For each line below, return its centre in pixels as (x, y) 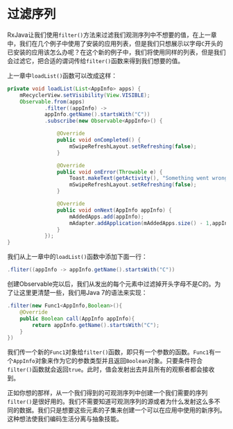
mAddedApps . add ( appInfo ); (106, 217)
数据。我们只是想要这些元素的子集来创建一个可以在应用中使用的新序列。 (122, 410)
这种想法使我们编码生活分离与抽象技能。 (65, 419)
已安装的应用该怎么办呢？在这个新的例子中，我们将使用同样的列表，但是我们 (116, 52)
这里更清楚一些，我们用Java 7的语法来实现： (83, 293)
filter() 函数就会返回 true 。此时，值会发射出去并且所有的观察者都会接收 (111, 369)
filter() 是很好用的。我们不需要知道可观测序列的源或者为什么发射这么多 (111, 402)
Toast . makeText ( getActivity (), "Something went (139, 178)
